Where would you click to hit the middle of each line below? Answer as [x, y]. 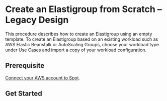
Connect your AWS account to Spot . [43, 78]
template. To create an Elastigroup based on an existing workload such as [82, 39]
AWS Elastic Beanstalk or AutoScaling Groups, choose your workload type [82, 44]
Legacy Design [37, 20]
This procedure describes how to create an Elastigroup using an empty [79, 34]
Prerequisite [25, 66]
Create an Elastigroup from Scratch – [83, 9]
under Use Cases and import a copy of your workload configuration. [76, 50]
